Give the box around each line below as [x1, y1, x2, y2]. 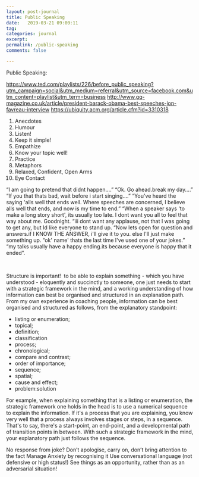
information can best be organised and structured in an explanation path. [6, 291, 185, 298]
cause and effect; [14, 379, 58, 386]
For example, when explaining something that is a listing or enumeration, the [6, 397, 193, 404]
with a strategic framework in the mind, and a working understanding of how [6, 285, 194, 292]
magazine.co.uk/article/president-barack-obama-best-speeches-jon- [6, 99, 177, 107]
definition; [14, 328, 40, 335]
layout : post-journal [6, 8, 60, 15]
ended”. [6, 249, 26, 256]
